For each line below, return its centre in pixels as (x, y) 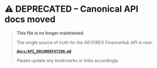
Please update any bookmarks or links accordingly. (68, 60)
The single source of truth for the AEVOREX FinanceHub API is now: (85, 42)
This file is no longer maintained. (50, 33)
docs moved (30, 19)
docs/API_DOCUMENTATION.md (44, 51)
